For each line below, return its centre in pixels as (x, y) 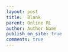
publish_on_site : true (34, 34)
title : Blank (24, 17)
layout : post (22, 12)
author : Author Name (32, 28)
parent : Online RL (29, 23)
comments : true (25, 39)
